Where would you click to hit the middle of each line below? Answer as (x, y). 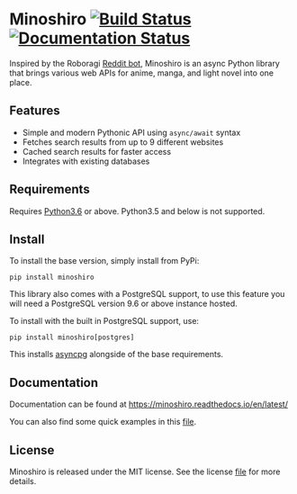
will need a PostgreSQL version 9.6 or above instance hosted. (123, 304)
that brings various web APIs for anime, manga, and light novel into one (142, 73)
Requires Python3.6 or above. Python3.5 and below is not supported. (137, 211)
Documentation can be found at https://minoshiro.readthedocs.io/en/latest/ (148, 404)
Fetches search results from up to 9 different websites (123, 142)
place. (21, 82)
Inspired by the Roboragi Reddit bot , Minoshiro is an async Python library (145, 63)
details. (23, 481)
